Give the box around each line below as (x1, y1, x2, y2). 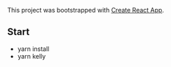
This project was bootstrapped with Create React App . (7, 6, 165, 14)
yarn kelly (17, 52, 46, 60)
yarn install (17, 45, 50, 53)
